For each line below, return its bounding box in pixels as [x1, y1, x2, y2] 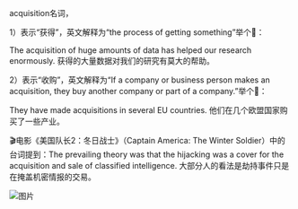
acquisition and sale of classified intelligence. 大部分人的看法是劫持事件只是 [9, 161, 290, 170]
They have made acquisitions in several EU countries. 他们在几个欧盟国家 [9, 105, 280, 115]
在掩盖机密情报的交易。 [9, 171, 96, 182]
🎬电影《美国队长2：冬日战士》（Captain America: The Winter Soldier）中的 [9, 135, 285, 145]
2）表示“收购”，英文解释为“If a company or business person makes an [9, 74, 271, 85]
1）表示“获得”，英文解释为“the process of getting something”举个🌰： [9, 27, 265, 38]
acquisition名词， [9, 8, 74, 18]
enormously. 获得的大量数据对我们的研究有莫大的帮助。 [9, 56, 215, 65]
